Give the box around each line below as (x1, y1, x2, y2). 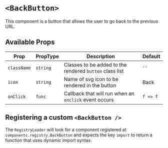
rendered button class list (63, 67, 124, 74)
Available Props (5, 38, 55, 46)
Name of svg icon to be (63, 75, 118, 82)
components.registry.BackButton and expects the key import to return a (5, 131, 152, 138)
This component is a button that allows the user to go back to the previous (5, 18, 158, 24)
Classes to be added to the (63, 61, 127, 68)
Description (86, 52, 115, 59)
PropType (35, 52, 59, 59)
